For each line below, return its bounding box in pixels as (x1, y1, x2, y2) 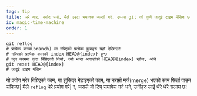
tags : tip (6, 8, 31, 15)
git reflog (6, 41, 33, 47)
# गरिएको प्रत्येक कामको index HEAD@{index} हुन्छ (6, 51, 108, 57)
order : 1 (6, 25, 28, 31)
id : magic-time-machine (6, 19, 65, 25)
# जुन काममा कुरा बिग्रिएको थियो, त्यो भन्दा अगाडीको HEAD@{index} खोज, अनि (6, 56, 156, 62)
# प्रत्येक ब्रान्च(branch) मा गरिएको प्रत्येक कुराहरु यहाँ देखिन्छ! (6, 46, 122, 52)
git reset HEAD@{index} (6, 61, 65, 67)
